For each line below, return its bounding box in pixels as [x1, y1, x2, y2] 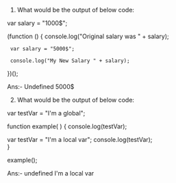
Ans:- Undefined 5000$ [7, 83, 75, 91]
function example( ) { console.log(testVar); [7, 122, 127, 130]
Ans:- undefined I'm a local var [7, 169, 95, 177]
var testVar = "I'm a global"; [7, 109, 86, 117]
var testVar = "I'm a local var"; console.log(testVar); [7, 136, 153, 143]
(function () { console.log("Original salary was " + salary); [7, 32, 169, 40]
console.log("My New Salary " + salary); [10, 57, 130, 64]
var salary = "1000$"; [7, 19, 68, 27]
